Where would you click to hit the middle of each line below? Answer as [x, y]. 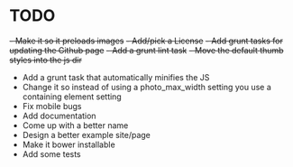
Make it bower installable [69, 144]
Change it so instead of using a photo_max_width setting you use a [147, 87]
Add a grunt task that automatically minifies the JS [116, 77]
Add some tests [51, 153]
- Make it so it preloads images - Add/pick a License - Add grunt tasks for [146, 41]
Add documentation [59, 116]
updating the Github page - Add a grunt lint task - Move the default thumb [146, 50]
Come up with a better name [75, 125]
